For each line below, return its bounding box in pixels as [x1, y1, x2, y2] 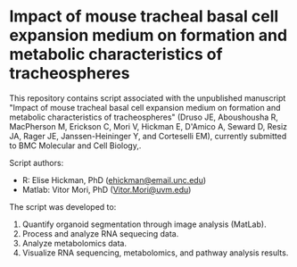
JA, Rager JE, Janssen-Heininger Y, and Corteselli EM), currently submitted [9, 130, 287, 141]
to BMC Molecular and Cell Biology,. [9, 140, 142, 151]
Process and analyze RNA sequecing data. [21, 228, 179, 238]
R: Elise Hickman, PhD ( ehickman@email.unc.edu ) [21, 174, 207, 185]
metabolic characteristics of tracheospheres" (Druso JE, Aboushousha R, [9, 112, 279, 122]
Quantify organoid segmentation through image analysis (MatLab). [21, 219, 267, 229]
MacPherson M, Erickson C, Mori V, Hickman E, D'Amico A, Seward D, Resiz [9, 121, 288, 131]
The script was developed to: [9, 201, 117, 212]
